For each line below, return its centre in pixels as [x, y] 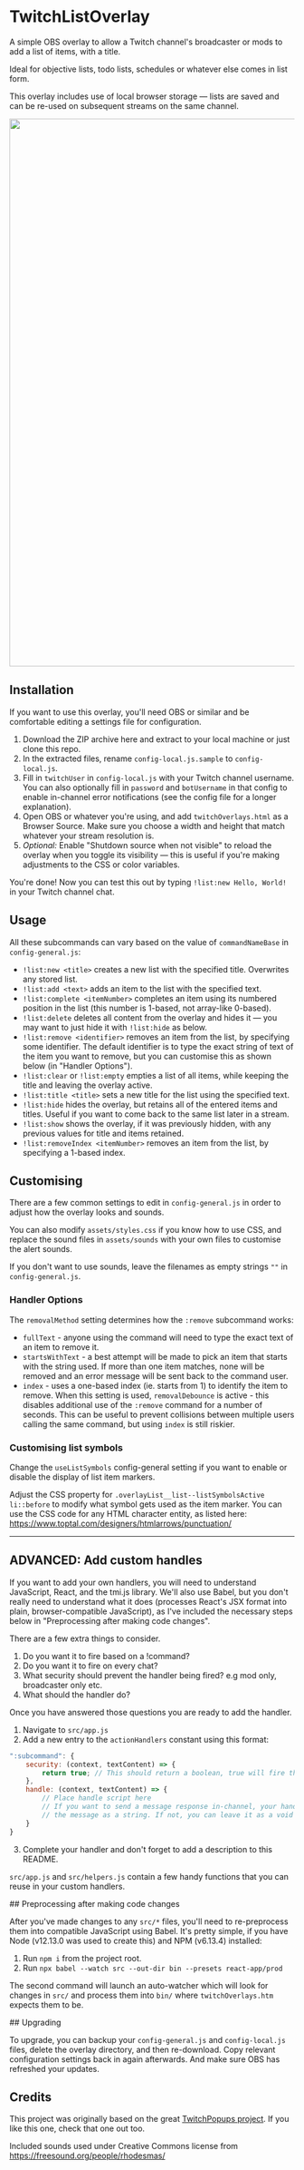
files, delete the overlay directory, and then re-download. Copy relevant [142, 2049]
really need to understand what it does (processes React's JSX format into [148, 1601]
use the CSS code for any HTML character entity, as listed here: [128, 1513]
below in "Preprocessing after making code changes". [110, 1620]
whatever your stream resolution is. [88, 836]
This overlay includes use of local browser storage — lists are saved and [144, 96]
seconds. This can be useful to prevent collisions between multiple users [158, 1414]
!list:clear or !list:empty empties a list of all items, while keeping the [156, 1075]
